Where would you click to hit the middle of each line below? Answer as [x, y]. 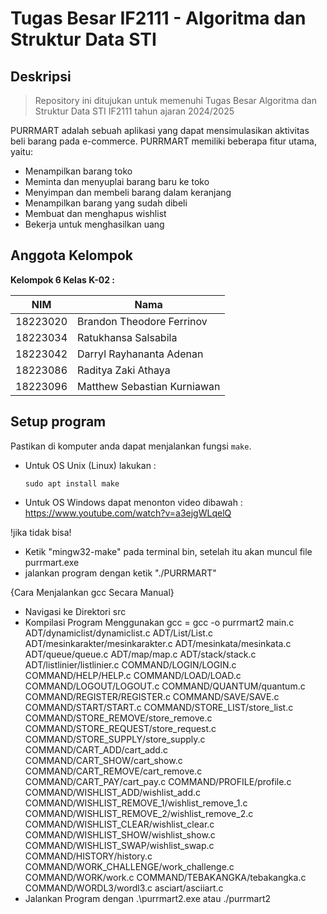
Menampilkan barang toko [78, 171]
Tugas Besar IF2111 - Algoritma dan [158, 18]
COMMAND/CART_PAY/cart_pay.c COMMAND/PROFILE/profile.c [158, 781]
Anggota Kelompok [71, 255]
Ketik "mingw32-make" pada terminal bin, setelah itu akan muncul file [168, 551]
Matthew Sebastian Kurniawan [149, 386]
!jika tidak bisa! [41, 532]
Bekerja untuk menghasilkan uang [94, 224]
